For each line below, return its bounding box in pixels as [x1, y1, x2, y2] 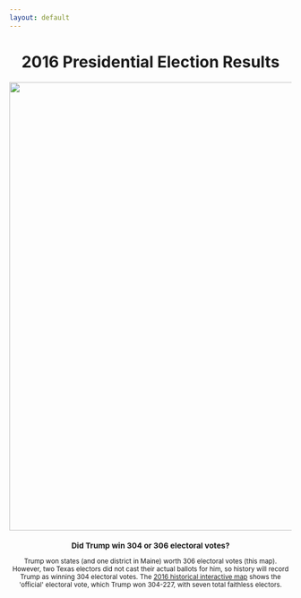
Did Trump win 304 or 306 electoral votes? [71, 540, 230, 550]
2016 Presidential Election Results [21, 51, 280, 72]
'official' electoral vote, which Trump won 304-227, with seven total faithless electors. [19, 580, 282, 590]
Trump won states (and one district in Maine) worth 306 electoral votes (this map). [23, 557, 278, 566]
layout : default [9, 13, 70, 22]
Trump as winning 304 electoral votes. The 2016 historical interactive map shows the [20, 573, 281, 582]
